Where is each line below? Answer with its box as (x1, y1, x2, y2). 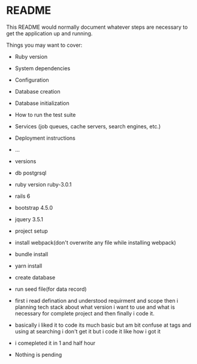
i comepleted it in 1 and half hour (14, 339, 96, 347)
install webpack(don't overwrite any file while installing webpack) (14, 239, 177, 246)
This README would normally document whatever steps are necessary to (6, 23, 188, 31)
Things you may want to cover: (6, 41, 83, 49)
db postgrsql (14, 169, 47, 176)
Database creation (14, 88, 61, 95)
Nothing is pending (14, 351, 62, 358)
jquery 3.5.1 (14, 215, 44, 222)
